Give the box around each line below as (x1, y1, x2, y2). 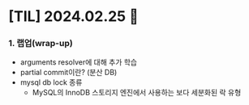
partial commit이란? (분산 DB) (19, 68, 118, 78)
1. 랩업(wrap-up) (8, 38, 73, 49)
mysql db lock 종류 (19, 78, 83, 87)
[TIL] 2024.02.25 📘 (8, 7, 140, 26)
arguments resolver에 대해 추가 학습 (19, 57, 138, 67)
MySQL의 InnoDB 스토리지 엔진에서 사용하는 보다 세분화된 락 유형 (32, 88, 242, 98)
